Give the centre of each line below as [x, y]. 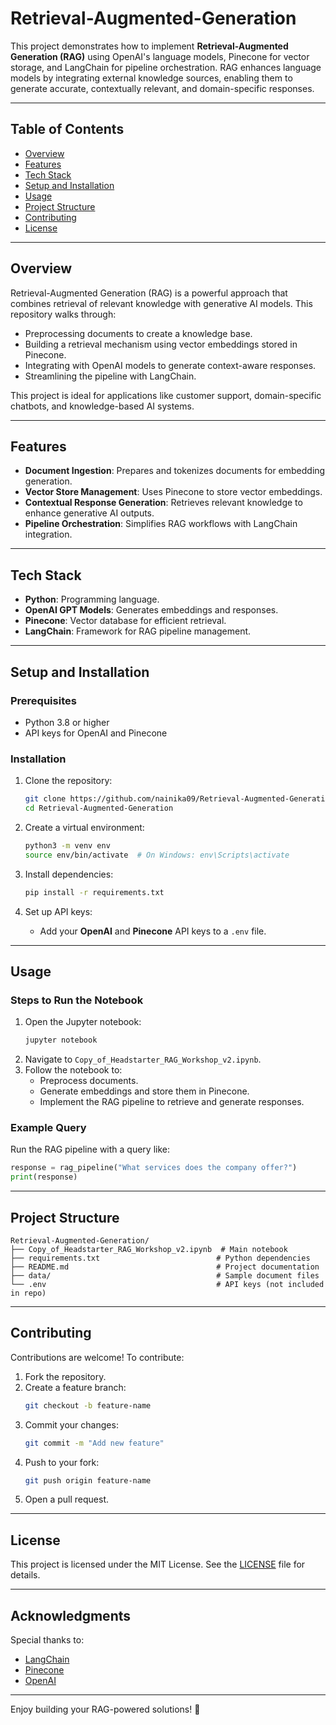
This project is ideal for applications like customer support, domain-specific [166, 395]
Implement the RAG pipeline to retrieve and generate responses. [172, 1102]
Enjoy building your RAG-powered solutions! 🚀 [105, 1709]
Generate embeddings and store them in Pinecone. [144, 1091]
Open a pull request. [67, 1499]
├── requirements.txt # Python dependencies [160, 1258]
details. [25, 1575]
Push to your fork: [62, 1462]
